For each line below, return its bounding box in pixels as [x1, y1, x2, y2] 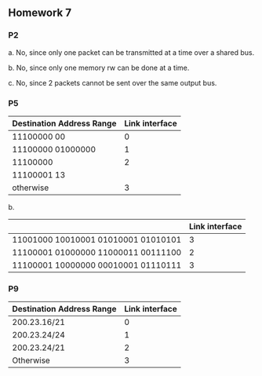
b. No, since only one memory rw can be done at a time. [8, 63, 190, 72]
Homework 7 [8, 6, 72, 20]
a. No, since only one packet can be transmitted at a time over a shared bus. [8, 47, 255, 57]
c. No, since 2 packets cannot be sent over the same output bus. [8, 78, 217, 87]
